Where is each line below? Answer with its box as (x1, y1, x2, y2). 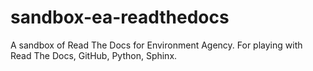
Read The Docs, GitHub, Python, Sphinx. (10, 49, 178, 61)
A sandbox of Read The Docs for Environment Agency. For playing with (10, 39, 303, 51)
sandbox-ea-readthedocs (10, 6, 230, 29)
